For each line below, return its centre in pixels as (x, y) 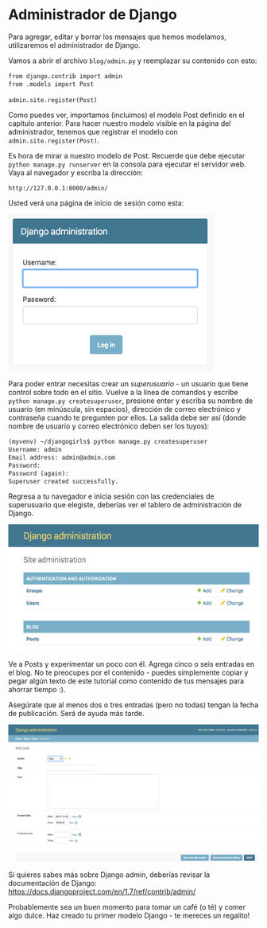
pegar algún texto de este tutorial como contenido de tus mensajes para (126, 681)
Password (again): (39, 473)
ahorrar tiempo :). (37, 689)
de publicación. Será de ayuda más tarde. (76, 713)
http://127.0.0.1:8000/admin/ (58, 188)
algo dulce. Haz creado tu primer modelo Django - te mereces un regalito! (129, 916)
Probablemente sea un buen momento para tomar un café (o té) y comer (127, 907)
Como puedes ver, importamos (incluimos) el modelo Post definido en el (126, 115)
